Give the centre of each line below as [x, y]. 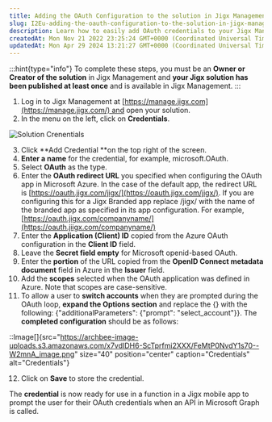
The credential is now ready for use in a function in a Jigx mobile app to [129, 394]
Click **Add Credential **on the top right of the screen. [113, 150]
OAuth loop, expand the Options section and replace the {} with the [134, 304]
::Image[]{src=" [35, 337]
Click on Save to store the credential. [82, 378]
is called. [24, 412]
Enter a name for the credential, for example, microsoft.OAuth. [125, 159]
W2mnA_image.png [42, 354]
